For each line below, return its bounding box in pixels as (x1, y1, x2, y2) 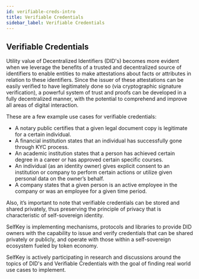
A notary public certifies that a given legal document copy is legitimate (14, 125, 188, 132)
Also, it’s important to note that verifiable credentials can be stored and (6, 199, 180, 207)
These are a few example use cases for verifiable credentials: (6, 113, 157, 121)
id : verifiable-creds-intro (6, 8, 76, 15)
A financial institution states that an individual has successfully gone (14, 137, 182, 144)
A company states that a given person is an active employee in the (14, 182, 178, 189)
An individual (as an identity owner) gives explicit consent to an (14, 163, 170, 170)
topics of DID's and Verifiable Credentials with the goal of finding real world (6, 260, 191, 267)
